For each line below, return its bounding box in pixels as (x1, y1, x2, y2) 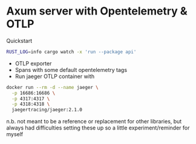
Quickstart (6, 37, 33, 44)
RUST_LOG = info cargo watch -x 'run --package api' (6, 48, 137, 55)
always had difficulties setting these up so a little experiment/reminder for (6, 124, 190, 131)
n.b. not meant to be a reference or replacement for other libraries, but (6, 118, 182, 125)
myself (6, 131, 24, 138)
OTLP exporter (15, 59, 52, 67)
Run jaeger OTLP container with (15, 73, 95, 80)
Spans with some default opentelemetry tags (15, 66, 128, 73)
